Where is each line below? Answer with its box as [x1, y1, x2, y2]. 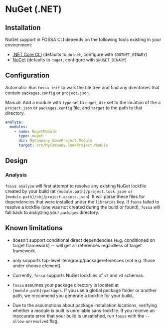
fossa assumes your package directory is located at [12, 282, 119, 288]
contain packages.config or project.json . [5, 90, 90, 96]
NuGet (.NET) [5, 3, 62, 15]
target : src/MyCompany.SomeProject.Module [18, 143, 108, 148]
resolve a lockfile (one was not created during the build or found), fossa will [5, 204, 161, 210]
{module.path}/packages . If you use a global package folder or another [12, 287, 157, 293]
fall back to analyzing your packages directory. [5, 209, 100, 215]
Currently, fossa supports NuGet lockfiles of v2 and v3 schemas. [12, 272, 145, 278]
